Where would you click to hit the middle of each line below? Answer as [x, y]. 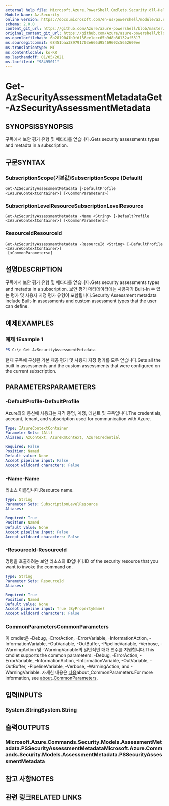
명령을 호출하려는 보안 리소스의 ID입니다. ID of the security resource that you [82, 561]
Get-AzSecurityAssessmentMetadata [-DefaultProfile [60, 188]
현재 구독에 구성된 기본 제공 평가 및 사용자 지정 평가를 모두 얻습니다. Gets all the [83, 360]
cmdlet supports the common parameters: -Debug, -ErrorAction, [72, 655]
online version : [22, 19]
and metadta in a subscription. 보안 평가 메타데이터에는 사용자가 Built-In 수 [80, 289]
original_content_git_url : [33, 33]
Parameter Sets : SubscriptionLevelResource [52, 504]
